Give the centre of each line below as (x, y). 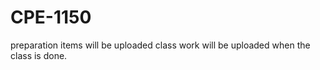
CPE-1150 (51, 17)
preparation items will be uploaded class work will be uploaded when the (160, 45)
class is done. (39, 55)
